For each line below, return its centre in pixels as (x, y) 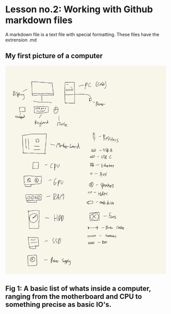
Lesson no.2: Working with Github (79, 9)
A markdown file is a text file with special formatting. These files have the (82, 34)
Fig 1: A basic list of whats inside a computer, (78, 288)
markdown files (39, 20)
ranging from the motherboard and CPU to (74, 296)
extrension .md (21, 40)
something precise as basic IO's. (58, 305)
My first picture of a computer (54, 56)
